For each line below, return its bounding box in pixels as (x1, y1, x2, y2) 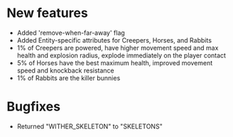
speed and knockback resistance (16, 66, 114, 75)
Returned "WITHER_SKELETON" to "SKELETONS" (16, 122, 163, 131)
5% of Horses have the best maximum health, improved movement (16, 58, 213, 67)
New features (6, 5, 88, 21)
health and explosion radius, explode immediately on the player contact (16, 51, 227, 60)
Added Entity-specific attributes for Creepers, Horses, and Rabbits (16, 35, 212, 44)
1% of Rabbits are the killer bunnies (16, 73, 121, 82)
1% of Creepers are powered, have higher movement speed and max (16, 43, 219, 52)
